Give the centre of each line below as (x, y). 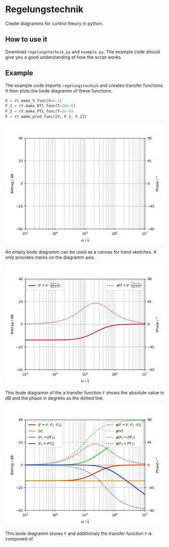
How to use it (26, 39)
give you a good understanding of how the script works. (64, 57)
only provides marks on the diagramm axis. (50, 257)
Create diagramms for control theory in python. (54, 23)
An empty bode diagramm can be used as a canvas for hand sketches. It (81, 252)
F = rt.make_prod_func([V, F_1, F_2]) (46, 117)
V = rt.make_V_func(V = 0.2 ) (34, 101)
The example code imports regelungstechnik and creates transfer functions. (85, 85)
